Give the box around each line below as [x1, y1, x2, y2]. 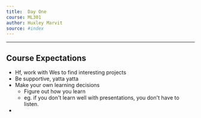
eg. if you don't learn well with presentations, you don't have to [23, 94, 179, 101]
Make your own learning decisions [14, 82, 100, 89]
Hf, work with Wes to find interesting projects [14, 69, 127, 76]
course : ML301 [6, 14, 42, 20]
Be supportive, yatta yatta [14, 75, 79, 82]
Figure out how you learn [23, 88, 86, 95]
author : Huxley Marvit [6, 20, 63, 26]
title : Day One [6, 8, 47, 15]
